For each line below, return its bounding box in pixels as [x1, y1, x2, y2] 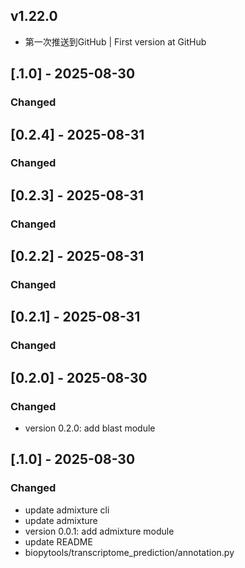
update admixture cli [24, 504, 110, 516]
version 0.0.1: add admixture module [24, 525, 175, 537]
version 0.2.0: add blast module [24, 422, 156, 434]
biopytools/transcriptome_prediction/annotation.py [24, 546, 235, 558]
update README [24, 535, 93, 548]
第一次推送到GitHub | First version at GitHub [24, 35, 207, 48]
